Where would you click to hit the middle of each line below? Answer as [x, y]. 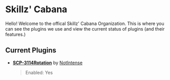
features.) [16, 34]
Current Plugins [31, 50]
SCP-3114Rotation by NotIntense [48, 63]
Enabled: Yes [39, 72]
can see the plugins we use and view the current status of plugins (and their [85, 29]
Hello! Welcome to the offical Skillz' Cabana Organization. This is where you [85, 23]
